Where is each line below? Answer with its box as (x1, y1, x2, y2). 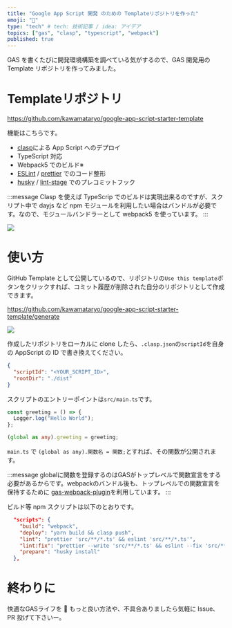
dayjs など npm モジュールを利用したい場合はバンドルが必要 (39, 201, 211, 210)
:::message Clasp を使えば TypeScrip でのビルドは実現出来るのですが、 (7, 193, 211, 201)
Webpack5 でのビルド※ (17, 160, 84, 169)
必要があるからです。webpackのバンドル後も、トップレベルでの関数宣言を (7, 479, 220, 488)
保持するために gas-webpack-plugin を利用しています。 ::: (7, 488, 171, 496)
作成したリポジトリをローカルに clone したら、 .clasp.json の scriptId (7, 340, 206, 348)
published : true (7, 36, 54, 43)
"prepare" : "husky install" (19, 548, 100, 555)
